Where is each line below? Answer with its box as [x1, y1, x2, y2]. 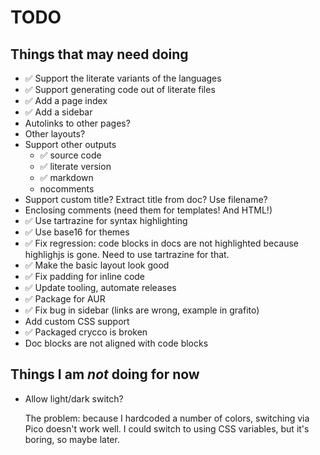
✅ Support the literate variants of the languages [24, 72, 222, 84]
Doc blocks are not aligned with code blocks [24, 337, 209, 349]
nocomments [39, 183, 95, 195]
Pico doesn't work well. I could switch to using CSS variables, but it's [24, 422, 310, 435]
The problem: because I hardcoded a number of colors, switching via [24, 412, 310, 424]
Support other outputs [24, 139, 117, 150]
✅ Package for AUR [24, 293, 106, 305]
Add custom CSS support [24, 316, 130, 327]
